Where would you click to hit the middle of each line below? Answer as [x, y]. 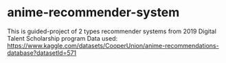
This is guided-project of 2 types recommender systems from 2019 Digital [112, 31]
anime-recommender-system [93, 13]
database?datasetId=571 [42, 53]
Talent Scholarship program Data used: [63, 38]
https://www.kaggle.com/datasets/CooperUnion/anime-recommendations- [113, 45]
